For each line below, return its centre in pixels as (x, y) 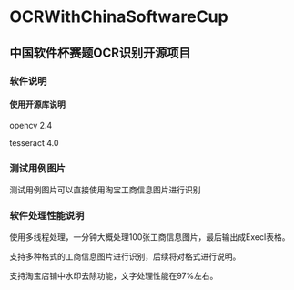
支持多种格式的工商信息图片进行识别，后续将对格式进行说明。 (125, 256)
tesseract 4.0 (34, 142)
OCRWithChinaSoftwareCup (119, 17)
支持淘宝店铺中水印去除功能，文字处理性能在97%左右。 (114, 276)
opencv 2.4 (31, 125)
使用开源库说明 (37, 104)
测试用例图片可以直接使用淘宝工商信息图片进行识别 (105, 190)
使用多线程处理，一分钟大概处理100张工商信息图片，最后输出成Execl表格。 (150, 237)
